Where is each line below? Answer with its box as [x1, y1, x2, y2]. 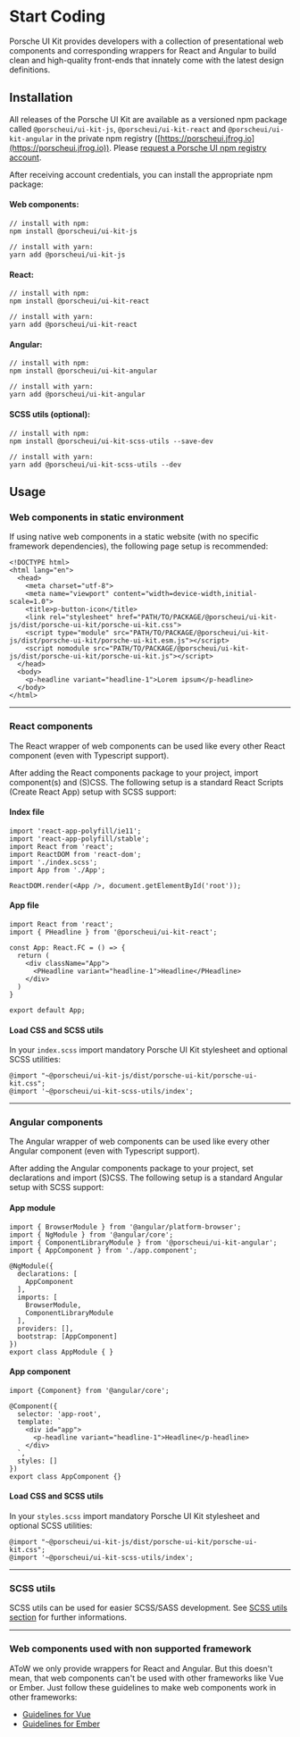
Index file [9, 807, 45, 818]
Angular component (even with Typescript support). [9, 1145, 201, 1156]
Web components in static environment [9, 511, 185, 524]
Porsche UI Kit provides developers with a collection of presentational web [9, 36, 284, 46]
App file [9, 900, 40, 910]
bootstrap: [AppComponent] [17, 1331, 118, 1341]
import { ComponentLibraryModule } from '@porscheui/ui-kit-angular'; [9, 1238, 278, 1247]
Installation [9, 90, 73, 105]
